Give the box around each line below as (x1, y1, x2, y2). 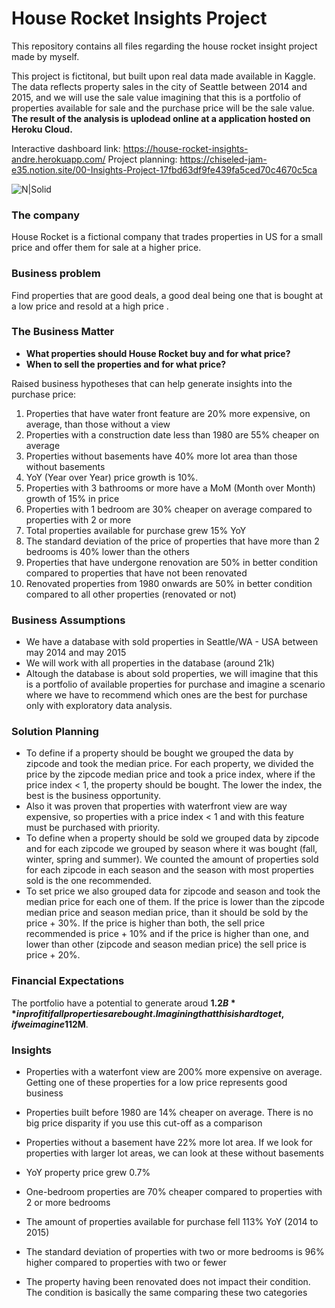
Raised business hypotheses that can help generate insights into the (11, 377, 293, 389)
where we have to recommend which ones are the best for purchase (25, 689, 308, 701)
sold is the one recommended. (25, 875, 152, 887)
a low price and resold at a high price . (11, 300, 169, 312)
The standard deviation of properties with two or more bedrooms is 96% (25, 1246, 325, 1258)
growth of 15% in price (25, 492, 120, 504)
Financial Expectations (11, 974, 125, 988)
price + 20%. (25, 949, 81, 961)
